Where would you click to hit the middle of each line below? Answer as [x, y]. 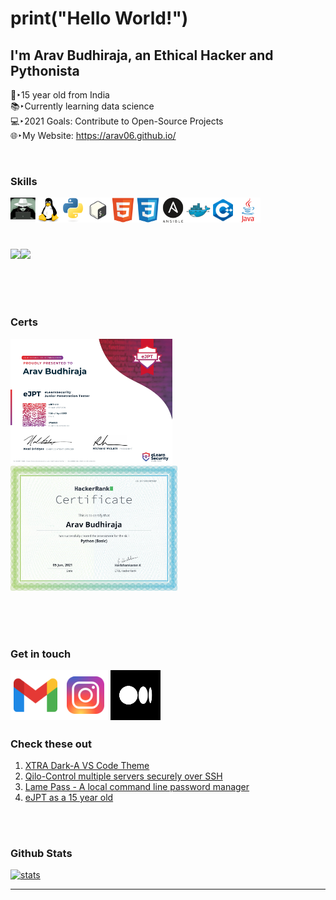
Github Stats [41, 854]
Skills [24, 181]
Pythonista [45, 70]
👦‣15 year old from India [60, 95]
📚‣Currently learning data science [82, 106]
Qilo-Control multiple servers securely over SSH [123, 776]
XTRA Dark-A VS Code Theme [87, 766]
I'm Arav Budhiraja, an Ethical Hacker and [142, 55]
